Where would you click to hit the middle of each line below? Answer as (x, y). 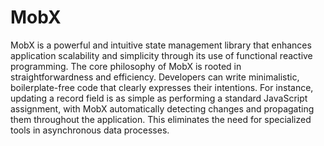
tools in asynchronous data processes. (90, 130)
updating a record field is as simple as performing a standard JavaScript (159, 98)
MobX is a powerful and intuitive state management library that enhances (161, 45)
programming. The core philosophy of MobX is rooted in (126, 66)
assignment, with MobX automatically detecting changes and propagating (162, 108)
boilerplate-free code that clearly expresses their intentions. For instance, (162, 87)
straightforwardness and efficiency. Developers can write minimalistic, (155, 77)
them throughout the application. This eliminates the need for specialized (161, 119)
